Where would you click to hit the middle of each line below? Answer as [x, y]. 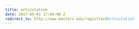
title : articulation [27, 10]
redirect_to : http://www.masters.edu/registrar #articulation [70, 19]
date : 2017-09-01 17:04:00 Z [35, 14]
